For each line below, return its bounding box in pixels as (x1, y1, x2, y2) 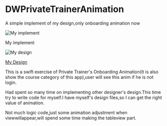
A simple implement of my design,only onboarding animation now (5, 20, 140, 26)
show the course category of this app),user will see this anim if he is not (5, 74, 153, 80)
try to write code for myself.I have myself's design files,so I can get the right (5, 94, 162, 100)
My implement (5, 39, 35, 46)
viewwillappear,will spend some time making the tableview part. (5, 114, 136, 121)
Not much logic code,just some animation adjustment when (5, 109, 127, 115)
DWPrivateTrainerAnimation (5, 4, 124, 15)
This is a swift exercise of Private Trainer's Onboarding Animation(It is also (5, 69, 158, 75)
